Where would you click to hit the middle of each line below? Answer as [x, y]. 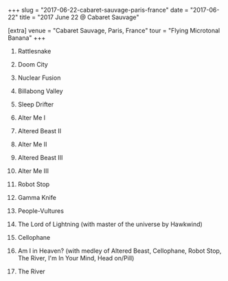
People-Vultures [41, 211]
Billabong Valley [41, 91]
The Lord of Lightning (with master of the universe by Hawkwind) [110, 224]
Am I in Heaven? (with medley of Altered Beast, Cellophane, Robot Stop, [119, 251]
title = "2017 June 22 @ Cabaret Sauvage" [79, 17]
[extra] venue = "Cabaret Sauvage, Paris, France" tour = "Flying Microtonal [114, 31]
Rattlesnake [34, 51]
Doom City [33, 64]
